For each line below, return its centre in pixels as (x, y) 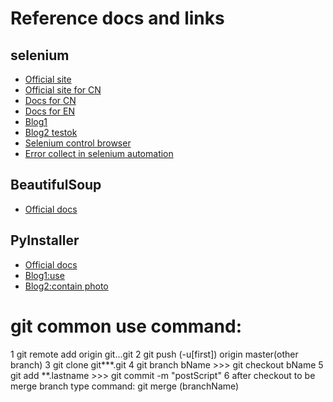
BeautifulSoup (56, 185)
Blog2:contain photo (66, 286)
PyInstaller (45, 240)
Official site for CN (63, 90)
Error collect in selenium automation (99, 153)
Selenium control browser (78, 143)
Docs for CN (50, 100)
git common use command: (126, 326)
